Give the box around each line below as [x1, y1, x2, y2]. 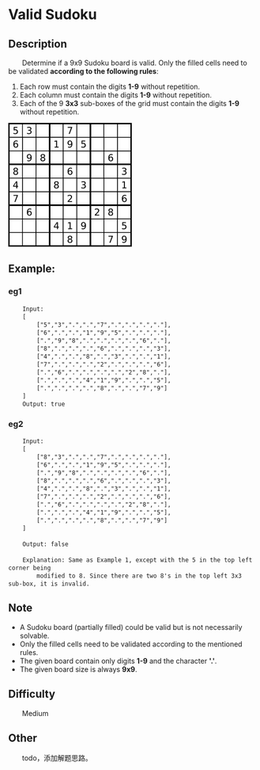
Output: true [22, 400, 66, 408]
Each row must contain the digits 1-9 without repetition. [19, 82, 200, 91]
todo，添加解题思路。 [22, 753, 92, 763]
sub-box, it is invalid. [8, 580, 90, 588]
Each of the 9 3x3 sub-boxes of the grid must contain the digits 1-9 [19, 99, 239, 108]
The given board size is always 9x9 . [19, 664, 138, 674]
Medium [22, 708, 49, 718]
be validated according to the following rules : [8, 67, 159, 76]
